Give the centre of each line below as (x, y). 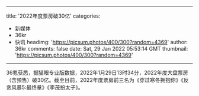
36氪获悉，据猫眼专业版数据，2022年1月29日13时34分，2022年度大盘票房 (97, 72)
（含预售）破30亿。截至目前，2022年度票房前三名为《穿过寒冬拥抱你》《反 (97, 80)
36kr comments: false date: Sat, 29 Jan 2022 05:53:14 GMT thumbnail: (101, 49)
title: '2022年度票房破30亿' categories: (53, 16)
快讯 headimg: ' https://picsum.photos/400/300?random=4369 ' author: (101, 42)
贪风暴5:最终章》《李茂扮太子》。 (45, 87)
